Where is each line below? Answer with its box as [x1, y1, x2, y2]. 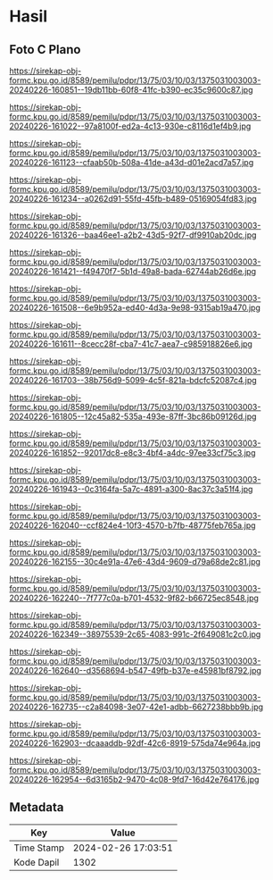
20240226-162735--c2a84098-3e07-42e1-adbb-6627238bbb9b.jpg [9, 701, 264, 712]
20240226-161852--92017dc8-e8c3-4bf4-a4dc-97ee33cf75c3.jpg [9, 448, 256, 457]
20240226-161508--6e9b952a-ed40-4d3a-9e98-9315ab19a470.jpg [9, 302, 261, 313]
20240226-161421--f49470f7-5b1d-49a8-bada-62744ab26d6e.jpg [9, 266, 257, 276]
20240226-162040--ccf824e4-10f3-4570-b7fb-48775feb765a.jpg [9, 520, 256, 531]
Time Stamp [13, 842, 65, 854]
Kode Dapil [13, 856, 60, 868]
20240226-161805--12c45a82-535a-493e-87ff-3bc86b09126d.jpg [9, 411, 257, 422]
